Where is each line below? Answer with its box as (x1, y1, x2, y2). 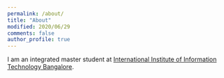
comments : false (7, 29, 55, 37)
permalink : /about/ (7, 10, 64, 17)
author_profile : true (7, 36, 71, 43)
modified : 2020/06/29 (7, 23, 71, 30)
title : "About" (7, 17, 52, 24)
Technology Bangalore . (7, 63, 74, 71)
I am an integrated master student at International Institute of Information (7, 55, 217, 63)
